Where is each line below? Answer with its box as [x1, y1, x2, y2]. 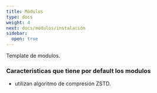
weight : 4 [6, 19, 31, 25]
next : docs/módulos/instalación [6, 25, 86, 31]
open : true [11, 36, 38, 42]
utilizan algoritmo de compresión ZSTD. [14, 80, 111, 87]
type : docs [6, 14, 33, 20]
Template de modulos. [6, 52, 61, 59]
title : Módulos [6, 8, 44, 15]
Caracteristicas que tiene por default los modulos [6, 67, 151, 75]
